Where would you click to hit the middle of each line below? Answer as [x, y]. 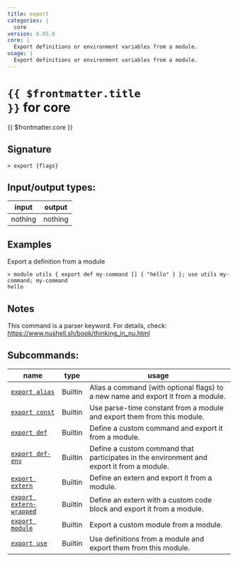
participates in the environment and [148, 457]
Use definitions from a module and [147, 539]
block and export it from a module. [147, 509]
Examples [29, 244]
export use [29, 543]
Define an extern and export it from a [151, 478]
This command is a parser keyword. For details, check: [87, 325]
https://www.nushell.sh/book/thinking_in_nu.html [79, 333]
